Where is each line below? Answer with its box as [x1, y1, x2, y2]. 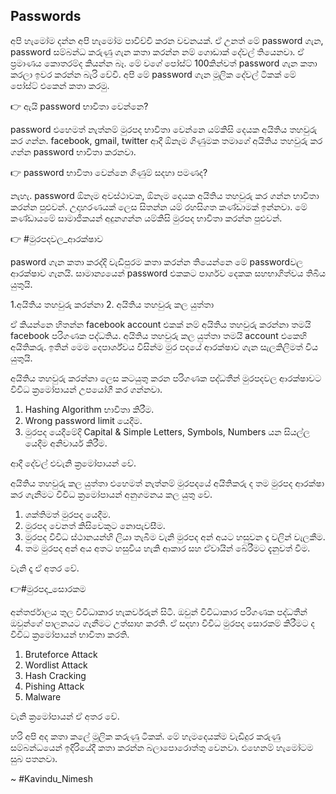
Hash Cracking [24, 669, 87, 681]
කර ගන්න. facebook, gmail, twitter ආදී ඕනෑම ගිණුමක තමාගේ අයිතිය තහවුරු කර [10, 134, 323, 146]
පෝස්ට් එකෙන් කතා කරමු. [10, 79, 110, 91]
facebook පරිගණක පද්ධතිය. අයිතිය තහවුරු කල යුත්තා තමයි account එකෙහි [10, 329, 308, 341]
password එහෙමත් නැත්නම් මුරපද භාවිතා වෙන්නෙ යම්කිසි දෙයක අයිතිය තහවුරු [10, 123, 318, 135]
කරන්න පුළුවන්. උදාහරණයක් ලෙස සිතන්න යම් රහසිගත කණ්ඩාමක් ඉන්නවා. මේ [10, 200, 308, 213]
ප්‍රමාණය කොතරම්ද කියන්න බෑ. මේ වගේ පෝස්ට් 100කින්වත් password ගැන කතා [10, 57, 318, 69]
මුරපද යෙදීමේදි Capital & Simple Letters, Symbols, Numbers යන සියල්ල [24, 425, 311, 438]
